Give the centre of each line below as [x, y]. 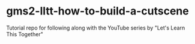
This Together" [25, 34]
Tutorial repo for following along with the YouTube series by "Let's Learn [96, 28]
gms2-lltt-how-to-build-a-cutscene [97, 11]
